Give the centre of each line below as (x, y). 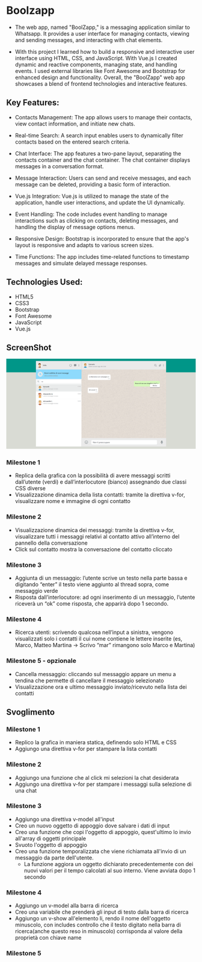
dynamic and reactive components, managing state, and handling (96, 65)
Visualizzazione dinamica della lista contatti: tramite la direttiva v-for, (100, 495)
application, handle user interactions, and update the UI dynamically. (100, 202)
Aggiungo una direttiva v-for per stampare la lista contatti (86, 749)
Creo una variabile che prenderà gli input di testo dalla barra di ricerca (102, 912)
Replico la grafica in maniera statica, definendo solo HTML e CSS (96, 742)
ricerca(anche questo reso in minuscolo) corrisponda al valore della (99, 931)
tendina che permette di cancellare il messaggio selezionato (89, 680)
